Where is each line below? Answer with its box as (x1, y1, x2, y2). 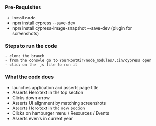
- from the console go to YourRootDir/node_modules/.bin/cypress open (5, 58, 152, 63)
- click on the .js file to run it (5, 62, 78, 67)
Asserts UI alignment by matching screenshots (12, 100, 106, 106)
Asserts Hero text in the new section (12, 105, 85, 111)
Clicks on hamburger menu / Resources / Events (12, 110, 110, 116)
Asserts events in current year (12, 115, 73, 121)
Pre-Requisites (5, 4, 41, 11)
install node (12, 15, 36, 21)
